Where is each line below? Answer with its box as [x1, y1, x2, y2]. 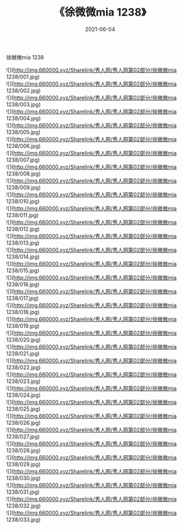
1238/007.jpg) [6, 156, 40, 163]
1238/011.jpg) [6, 211, 39, 218]
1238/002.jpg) [6, 87, 41, 94]
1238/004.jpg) [6, 114, 41, 121]
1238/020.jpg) [6, 336, 41, 343]
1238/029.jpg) [6, 460, 41, 467]
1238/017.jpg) [6, 294, 39, 302]
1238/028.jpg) [6, 446, 41, 454]
